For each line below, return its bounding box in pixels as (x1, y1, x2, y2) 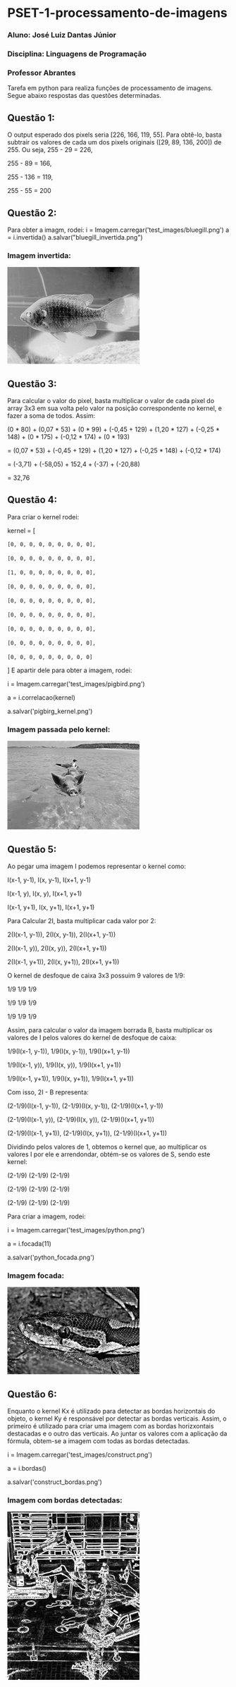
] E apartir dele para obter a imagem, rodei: (7, 666, 132, 674)
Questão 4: (7, 494, 58, 506)
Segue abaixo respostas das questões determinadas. (7, 92, 162, 100)
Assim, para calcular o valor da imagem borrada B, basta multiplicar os (7, 1025, 213, 1034)
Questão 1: (7, 111, 55, 124)
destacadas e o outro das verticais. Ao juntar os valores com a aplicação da (7, 1429, 228, 1438)
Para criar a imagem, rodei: (7, 1212, 86, 1221)
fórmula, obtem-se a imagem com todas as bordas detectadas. (7, 1437, 190, 1445)
